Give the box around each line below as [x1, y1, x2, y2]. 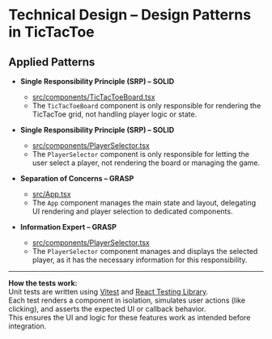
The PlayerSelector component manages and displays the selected [32, 247, 258, 256]
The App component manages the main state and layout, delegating [32, 198, 257, 207]
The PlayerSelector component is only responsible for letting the [32, 150, 249, 159]
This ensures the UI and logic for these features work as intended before [8, 313, 251, 322]
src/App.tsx [32, 189, 71, 199]
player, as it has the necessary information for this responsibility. [32, 255, 248, 265]
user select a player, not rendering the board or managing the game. [32, 158, 261, 167]
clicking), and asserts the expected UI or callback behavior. [8, 304, 206, 313]
